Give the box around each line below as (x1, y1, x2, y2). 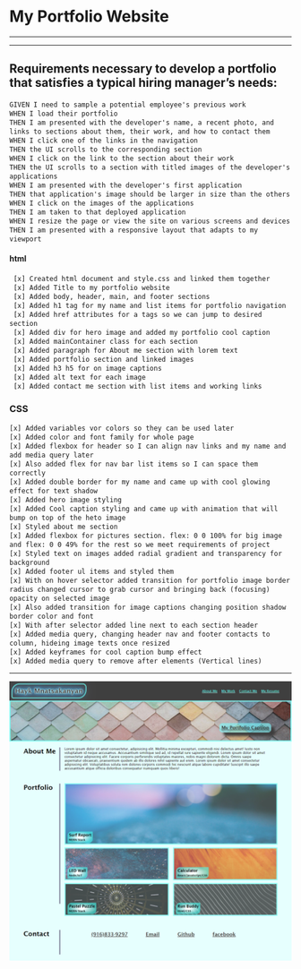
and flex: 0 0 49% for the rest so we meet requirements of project (9, 540, 271, 550)
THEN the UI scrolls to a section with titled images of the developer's (9, 163, 291, 172)
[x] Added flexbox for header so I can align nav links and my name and (9, 442, 287, 451)
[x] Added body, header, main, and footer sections (13, 292, 211, 301)
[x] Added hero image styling (9, 495, 123, 505)
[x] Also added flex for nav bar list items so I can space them (9, 459, 258, 469)
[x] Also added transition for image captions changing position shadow (9, 603, 287, 613)
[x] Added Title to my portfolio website (13, 283, 170, 292)
